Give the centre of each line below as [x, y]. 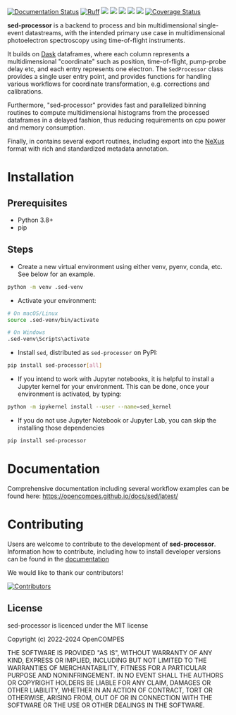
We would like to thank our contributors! [65, 572]
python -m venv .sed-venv [45, 287]
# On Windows [26, 332]
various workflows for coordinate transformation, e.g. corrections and [108, 84]
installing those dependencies [61, 428]
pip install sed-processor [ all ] [55, 366]
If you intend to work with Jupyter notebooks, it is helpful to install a [116, 379]
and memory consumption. [46, 128]
